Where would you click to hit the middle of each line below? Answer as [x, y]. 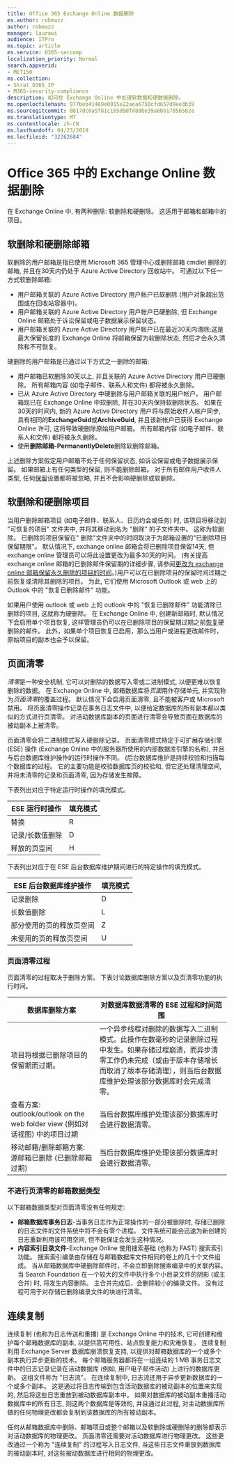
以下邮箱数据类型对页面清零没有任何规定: [66, 1207]
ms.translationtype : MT [42, 117]
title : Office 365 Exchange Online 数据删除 [71, 14]
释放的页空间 [32, 848]
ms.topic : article [34, 46]
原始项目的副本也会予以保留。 [50, 639]
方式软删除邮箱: [30, 280]
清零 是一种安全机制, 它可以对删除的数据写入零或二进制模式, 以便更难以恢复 [114, 682]
